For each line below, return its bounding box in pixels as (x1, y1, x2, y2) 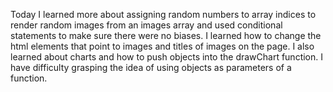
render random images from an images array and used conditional (10, 19, 283, 31)
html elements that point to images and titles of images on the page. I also (10, 40, 315, 52)
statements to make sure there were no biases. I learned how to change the (10, 30, 322, 41)
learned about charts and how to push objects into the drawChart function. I (10, 51, 324, 63)
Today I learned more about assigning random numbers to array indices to (10, 9, 317, 20)
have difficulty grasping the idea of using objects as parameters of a (10, 62, 292, 73)
